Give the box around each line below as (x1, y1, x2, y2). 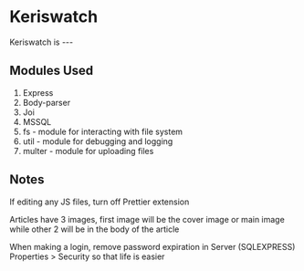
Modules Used (9, 63, 94, 78)
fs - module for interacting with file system (22, 126, 183, 137)
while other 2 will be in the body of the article (9, 224, 180, 235)
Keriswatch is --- (9, 36, 74, 47)
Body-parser (22, 97, 71, 108)
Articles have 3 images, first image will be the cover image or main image (9, 214, 285, 224)
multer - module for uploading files (22, 145, 154, 156)
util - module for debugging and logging (22, 135, 173, 147)
